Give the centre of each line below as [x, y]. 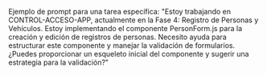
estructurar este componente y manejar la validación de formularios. [122, 45]
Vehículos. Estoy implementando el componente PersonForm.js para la [125, 28]
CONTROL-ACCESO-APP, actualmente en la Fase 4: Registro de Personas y [133, 20]
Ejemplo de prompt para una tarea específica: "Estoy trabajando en [120, 12]
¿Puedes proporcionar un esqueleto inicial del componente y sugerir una [129, 54]
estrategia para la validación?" [59, 62]
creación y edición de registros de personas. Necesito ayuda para [117, 37]
